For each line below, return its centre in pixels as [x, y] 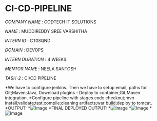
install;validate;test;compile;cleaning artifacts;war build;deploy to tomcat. [78, 103]
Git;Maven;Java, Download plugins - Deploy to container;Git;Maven [73, 92]
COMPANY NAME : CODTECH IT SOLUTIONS [51, 22]
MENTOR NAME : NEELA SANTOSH [41, 69]
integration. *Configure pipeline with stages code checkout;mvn [70, 98]
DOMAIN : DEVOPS [24, 50]
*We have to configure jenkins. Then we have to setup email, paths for [76, 87]
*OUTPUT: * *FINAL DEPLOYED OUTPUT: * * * [78, 108]
